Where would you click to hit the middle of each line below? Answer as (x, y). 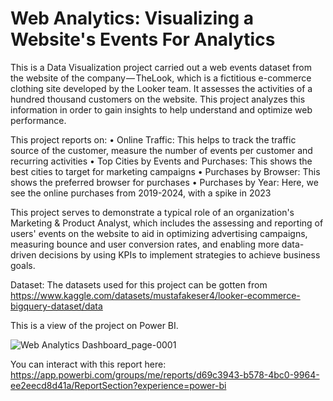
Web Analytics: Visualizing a (132, 18)
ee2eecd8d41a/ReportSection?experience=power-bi (118, 385)
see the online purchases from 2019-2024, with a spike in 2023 (141, 193)
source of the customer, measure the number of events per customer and (161, 150)
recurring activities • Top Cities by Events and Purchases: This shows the (161, 161)
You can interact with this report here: (88, 364)
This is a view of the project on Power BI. (94, 325)
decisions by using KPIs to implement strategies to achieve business (179, 254)
